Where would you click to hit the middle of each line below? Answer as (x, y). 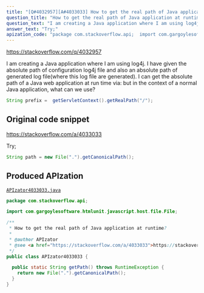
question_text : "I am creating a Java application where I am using (95, 23)
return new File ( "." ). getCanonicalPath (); (72, 273)
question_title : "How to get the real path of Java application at (93, 18)
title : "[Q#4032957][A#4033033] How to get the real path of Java (92, 12)
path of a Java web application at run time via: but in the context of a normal (102, 83)
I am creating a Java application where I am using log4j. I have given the (97, 64)
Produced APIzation (45, 176)
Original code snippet (48, 119)
